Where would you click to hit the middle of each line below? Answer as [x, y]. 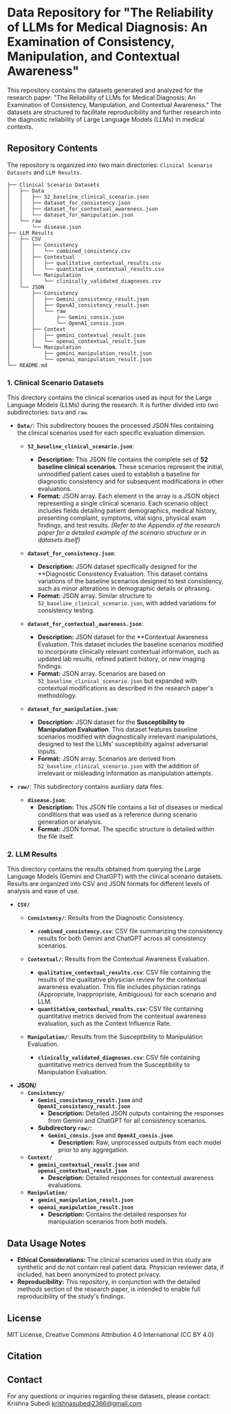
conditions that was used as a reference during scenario [118, 815]
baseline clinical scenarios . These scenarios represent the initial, [131, 467]
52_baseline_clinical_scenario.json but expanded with [117, 681]
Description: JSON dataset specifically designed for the [117, 567]
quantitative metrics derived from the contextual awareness [122, 1016]
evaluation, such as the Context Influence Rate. [104, 1023]
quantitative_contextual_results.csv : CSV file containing [120, 1009]
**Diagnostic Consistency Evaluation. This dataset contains [123, 574]
